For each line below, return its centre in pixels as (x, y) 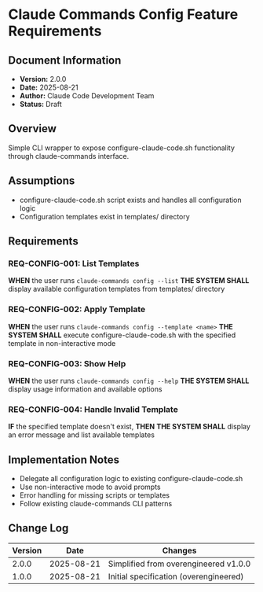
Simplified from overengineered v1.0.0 (179, 564)
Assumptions (42, 181)
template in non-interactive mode (62, 343)
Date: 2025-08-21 (49, 87)
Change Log (38, 528)
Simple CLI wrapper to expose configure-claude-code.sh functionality (122, 148)
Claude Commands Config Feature (123, 15)
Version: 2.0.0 (43, 79)
